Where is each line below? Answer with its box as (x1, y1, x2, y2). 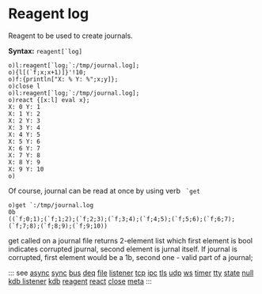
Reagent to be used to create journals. (8, 31, 133, 40)
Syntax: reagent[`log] (8, 46, 83, 55)
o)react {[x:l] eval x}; (8, 96, 90, 104)
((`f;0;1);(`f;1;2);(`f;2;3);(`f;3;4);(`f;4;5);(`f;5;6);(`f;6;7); (8, 215, 236, 223)
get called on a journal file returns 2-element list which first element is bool (8, 236, 253, 245)
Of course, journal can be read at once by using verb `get (8, 186, 200, 195)
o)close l (8, 82, 41, 90)
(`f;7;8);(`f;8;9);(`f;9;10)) (8, 222, 108, 230)
